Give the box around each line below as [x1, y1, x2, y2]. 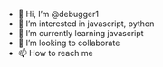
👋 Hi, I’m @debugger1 [17, 9, 100, 19]
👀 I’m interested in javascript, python [17, 18, 155, 29]
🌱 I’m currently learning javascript [17, 28, 144, 38]
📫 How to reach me [17, 48, 93, 58]
